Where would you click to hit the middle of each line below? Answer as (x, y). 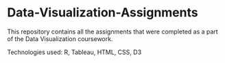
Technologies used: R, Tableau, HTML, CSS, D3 (74, 52)
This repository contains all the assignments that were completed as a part (113, 32)
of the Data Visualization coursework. (60, 38)
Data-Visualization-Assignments (103, 13)
